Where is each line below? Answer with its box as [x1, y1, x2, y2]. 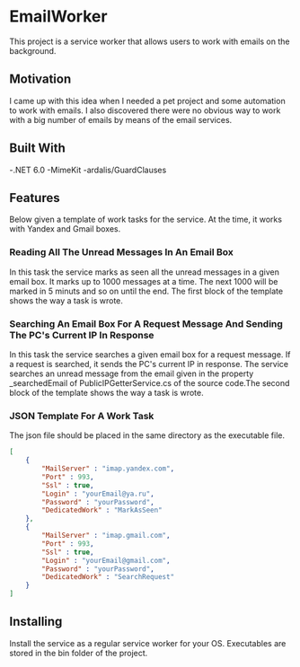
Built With [9, 141, 66, 156]
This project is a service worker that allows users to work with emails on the [9, 36, 290, 47]
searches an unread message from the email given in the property [9, 368, 254, 379]
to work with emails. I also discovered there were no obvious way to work [9, 105, 281, 116]
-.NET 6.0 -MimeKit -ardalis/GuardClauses [9, 164, 167, 175]
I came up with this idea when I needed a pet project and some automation [9, 95, 286, 106]
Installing [9, 614, 63, 629]
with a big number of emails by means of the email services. [9, 114, 233, 125]
